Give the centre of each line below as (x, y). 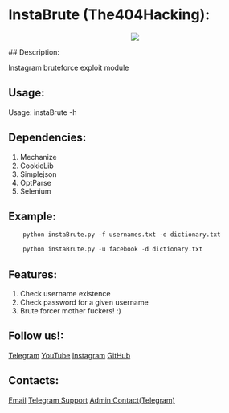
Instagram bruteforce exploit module (69, 67)
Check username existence (65, 293)
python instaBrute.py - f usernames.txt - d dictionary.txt (122, 235)
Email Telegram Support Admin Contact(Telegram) (92, 400)
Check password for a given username (84, 302)
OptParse (36, 182)
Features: (33, 274)
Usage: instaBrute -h (43, 112)
